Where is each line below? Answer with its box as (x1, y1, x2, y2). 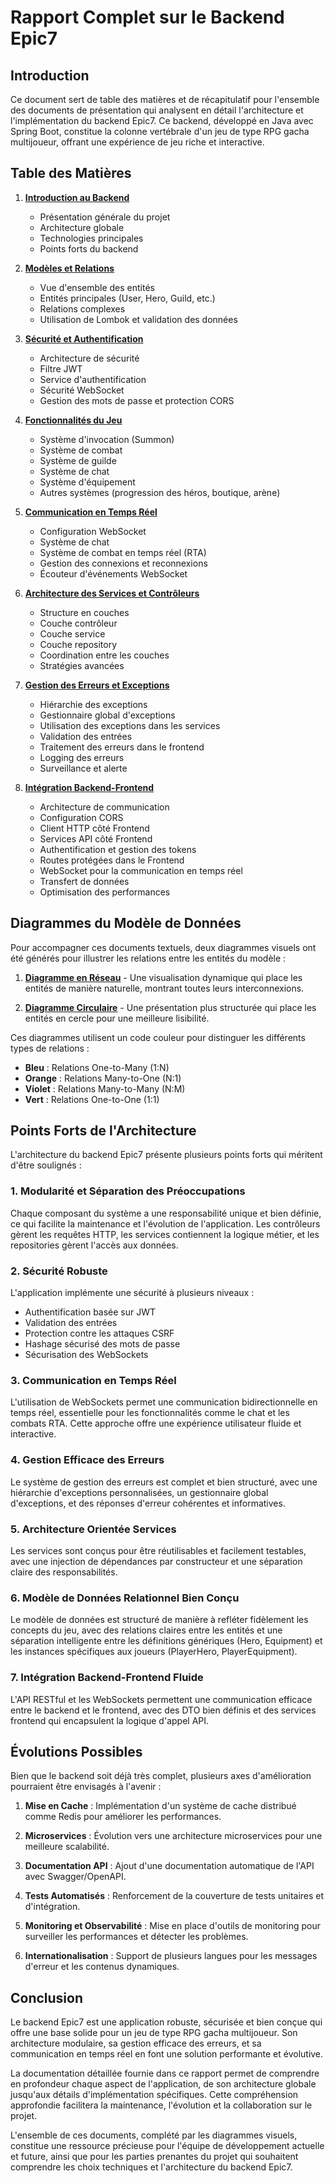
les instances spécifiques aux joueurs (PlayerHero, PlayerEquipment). (10, 1646, 298, 1658)
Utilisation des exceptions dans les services (39, 719, 221, 731)
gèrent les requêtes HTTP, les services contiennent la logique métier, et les (10, 1228, 320, 1240)
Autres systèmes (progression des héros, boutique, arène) (39, 486, 281, 498)
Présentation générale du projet (39, 211, 171, 223)
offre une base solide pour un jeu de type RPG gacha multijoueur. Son (10, 2027, 298, 2039)
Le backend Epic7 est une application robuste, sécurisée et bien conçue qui (10, 2016, 323, 2028)
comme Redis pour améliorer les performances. (24, 1811, 222, 1823)
